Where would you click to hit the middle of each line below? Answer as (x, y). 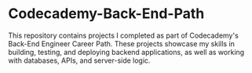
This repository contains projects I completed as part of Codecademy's (124, 35)
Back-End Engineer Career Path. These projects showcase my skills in (122, 43)
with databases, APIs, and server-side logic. (79, 60)
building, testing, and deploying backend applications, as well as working (126, 52)
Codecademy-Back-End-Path (106, 14)
